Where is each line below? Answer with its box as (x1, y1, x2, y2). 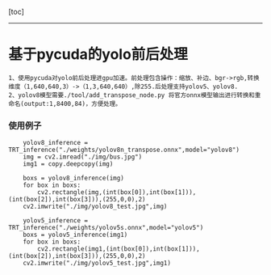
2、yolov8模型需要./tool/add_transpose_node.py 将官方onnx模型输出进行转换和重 (8, 91, 261, 99)
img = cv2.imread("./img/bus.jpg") (23, 153, 143, 161)
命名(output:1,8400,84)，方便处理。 (8, 99, 122, 108)
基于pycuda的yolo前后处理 (8, 45, 188, 64)
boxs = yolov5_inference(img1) (23, 231, 128, 239)
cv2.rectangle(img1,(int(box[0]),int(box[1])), (37, 245, 200, 253)
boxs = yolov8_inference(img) (23, 174, 125, 183)
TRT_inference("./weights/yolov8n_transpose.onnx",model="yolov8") (8, 146, 240, 154)
